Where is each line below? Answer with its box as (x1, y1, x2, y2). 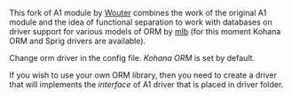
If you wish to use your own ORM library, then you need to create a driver (9, 70, 278, 80)
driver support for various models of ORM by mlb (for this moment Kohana (9, 26, 281, 36)
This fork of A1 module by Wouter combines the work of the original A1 (9, 8, 267, 18)
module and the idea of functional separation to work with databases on (9, 17, 272, 27)
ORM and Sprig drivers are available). (9, 35, 146, 46)
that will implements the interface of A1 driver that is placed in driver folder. (9, 79, 284, 89)
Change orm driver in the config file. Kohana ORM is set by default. (9, 53, 256, 63)
